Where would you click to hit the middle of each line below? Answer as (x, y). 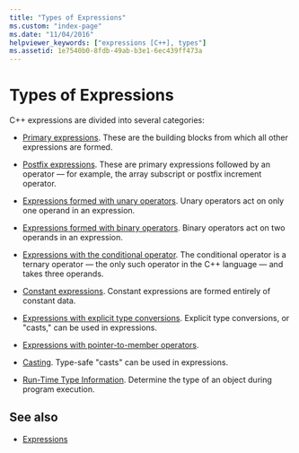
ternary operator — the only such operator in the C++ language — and (153, 265)
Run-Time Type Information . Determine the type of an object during (147, 380)
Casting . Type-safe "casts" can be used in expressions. (125, 362)
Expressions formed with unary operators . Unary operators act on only (153, 201)
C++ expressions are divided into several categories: (107, 120)
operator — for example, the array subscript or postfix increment (142, 174)
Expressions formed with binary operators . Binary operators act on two (154, 228)
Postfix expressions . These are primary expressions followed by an (146, 165)
